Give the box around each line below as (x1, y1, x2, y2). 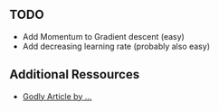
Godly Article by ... (22, 90, 92, 102)
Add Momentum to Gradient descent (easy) (22, 31, 186, 42)
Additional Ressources (9, 67, 140, 82)
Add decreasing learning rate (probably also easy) (22, 41, 211, 51)
